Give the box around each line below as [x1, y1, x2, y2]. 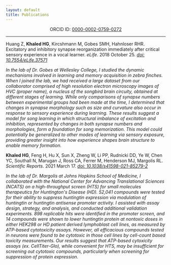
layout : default [6, 7, 40, 13]
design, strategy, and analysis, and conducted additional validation [6, 205, 148, 211]
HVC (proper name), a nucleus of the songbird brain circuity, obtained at [6, 88, 158, 94]
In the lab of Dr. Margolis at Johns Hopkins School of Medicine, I [6, 173, 141, 179]
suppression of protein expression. [6, 253, 79, 259]
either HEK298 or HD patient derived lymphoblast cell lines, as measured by [6, 221, 165, 227]
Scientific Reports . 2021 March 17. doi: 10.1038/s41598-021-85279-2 [6, 163, 148, 169]
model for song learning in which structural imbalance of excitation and [6, 115, 156, 121]
